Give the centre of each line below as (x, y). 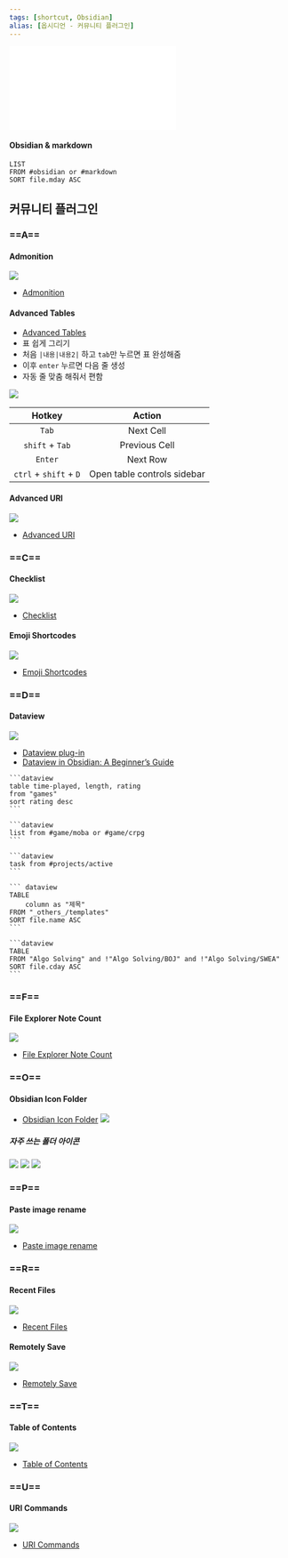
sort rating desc (41, 802)
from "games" (33, 794)
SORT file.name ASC (45, 920)
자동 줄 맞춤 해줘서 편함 (63, 377)
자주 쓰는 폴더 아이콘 (44, 1141)
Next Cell (147, 430)
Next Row (148, 460)
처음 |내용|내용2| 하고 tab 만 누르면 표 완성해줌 (101, 354)
